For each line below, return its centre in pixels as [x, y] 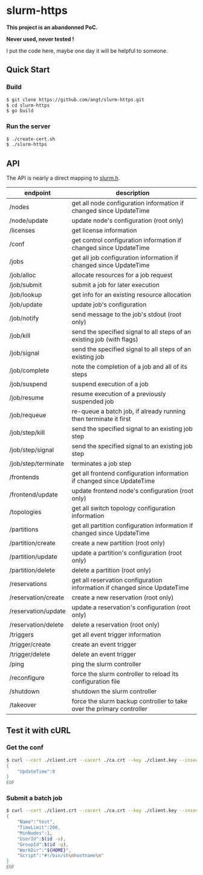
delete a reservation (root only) [116, 625]
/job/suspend [28, 384]
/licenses [22, 231]
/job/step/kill [27, 432]
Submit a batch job [34, 798]
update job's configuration [109, 305]
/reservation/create [37, 598]
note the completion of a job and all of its [129, 367]
